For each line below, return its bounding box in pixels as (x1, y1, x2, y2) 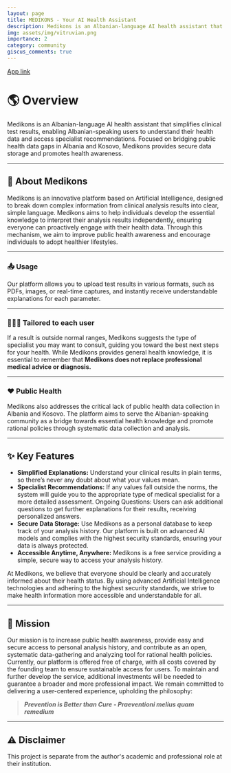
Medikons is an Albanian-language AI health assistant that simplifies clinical (7, 120, 222, 128)
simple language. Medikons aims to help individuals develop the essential (7, 208, 215, 216)
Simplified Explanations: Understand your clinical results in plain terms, (16, 469, 222, 477)
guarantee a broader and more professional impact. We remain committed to (7, 680, 224, 688)
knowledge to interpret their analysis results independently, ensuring (7, 216, 201, 224)
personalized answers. (16, 513, 82, 521)
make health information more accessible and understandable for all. (7, 592, 202, 600)
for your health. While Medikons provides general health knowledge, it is (7, 348, 212, 357)
